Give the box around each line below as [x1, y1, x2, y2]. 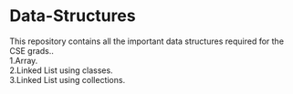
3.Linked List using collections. [9, 74, 126, 85]
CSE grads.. [9, 45, 55, 56]
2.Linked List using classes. [9, 65, 113, 76]
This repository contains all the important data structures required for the [9, 36, 285, 47]
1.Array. [9, 55, 38, 66]
